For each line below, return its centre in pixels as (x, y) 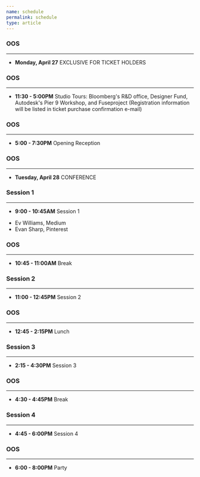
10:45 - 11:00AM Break (43, 263)
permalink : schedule (32, 17)
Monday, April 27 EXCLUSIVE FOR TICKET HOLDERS (80, 62)
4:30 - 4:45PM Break (41, 399)
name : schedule (25, 12)
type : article (24, 23)
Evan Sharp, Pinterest (41, 229)
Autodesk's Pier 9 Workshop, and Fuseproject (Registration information (102, 103)
